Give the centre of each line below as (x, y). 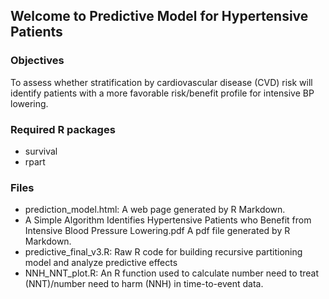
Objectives (37, 61)
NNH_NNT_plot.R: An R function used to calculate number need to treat (171, 273)
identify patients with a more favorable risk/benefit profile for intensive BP (162, 93)
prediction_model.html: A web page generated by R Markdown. (155, 210)
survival (41, 151)
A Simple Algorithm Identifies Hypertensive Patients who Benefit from (168, 220)
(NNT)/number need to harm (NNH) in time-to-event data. (144, 284)
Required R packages (63, 129)
